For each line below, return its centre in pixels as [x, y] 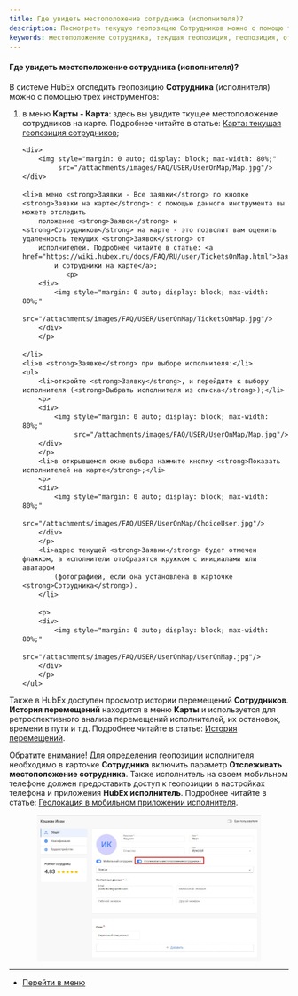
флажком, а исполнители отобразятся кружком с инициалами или [139, 559]
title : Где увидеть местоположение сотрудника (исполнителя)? [126, 19]
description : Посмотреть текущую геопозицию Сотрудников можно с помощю [146, 28]
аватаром [38, 568]
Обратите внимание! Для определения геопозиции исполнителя [132, 755]
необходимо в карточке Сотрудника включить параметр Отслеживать [145, 764]
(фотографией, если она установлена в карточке [144, 577]
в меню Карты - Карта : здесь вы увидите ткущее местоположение [150, 113]
